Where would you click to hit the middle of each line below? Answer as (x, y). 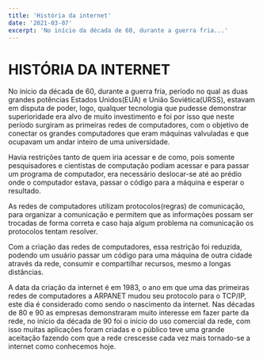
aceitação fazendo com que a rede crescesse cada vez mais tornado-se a (130, 338)
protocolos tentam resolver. (53, 231)
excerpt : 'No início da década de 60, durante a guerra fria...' (118, 30)
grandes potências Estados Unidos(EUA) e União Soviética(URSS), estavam (132, 100)
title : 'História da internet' (60, 15)
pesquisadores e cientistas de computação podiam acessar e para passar (129, 166)
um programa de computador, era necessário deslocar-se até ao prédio (125, 174)
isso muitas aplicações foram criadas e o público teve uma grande (116, 330)
